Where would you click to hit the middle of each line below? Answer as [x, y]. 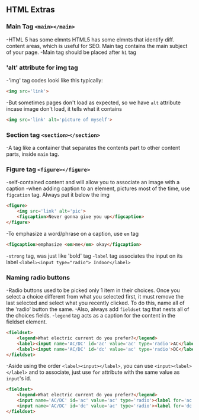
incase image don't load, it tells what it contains [64, 108]
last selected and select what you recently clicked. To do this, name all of [95, 303]
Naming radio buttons [38, 277]
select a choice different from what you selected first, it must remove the [95, 296]
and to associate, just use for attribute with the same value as [104, 372]
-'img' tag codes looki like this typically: [54, 80]
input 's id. [19, 379]
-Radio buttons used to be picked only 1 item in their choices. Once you [93, 290]
